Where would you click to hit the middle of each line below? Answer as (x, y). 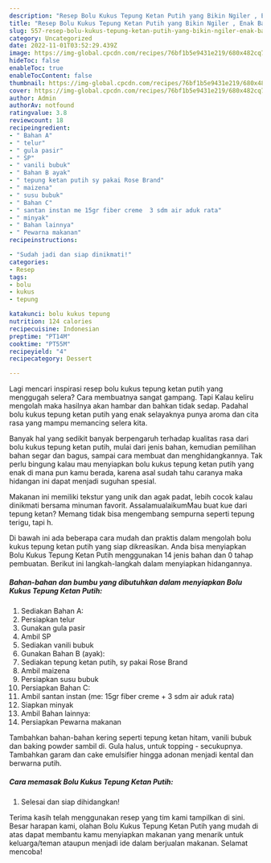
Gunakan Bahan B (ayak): (63, 654)
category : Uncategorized (51, 38)
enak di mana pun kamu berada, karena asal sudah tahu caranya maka (126, 473)
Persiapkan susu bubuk (60, 680)
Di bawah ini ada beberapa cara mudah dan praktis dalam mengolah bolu (130, 538)
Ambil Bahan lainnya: (55, 713)
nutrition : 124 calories (51, 322)
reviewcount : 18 (36, 121)
